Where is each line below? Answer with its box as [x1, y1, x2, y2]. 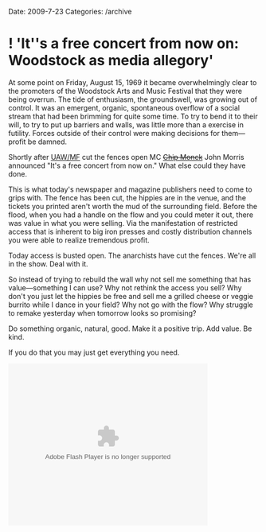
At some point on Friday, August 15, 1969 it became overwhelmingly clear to [8, 77, 257, 87]
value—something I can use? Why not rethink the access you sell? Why [8, 282, 242, 293]
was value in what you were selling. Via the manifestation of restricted [8, 218, 238, 227]
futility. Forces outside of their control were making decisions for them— [8, 128, 245, 138]
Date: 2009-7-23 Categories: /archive [8, 7, 132, 16]
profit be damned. [8, 137, 68, 146]
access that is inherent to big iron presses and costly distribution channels [8, 227, 252, 236]
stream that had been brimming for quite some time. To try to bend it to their [8, 111, 258, 121]
